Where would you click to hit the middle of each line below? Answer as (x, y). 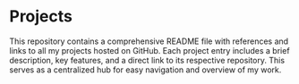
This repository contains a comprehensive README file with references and (149, 41)
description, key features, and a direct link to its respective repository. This (147, 60)
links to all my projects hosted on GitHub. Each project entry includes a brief (149, 50)
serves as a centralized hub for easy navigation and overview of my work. (145, 70)
